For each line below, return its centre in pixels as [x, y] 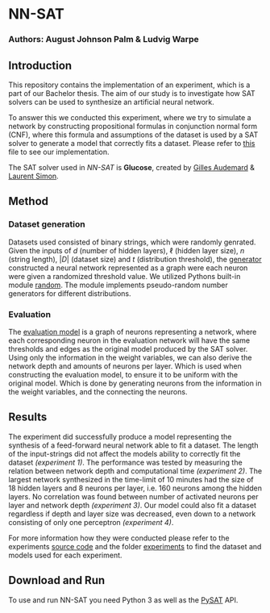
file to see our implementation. [59, 152]
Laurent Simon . [33, 176]
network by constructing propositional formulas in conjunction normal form [133, 126]
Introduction [40, 65]
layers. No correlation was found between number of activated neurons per [133, 496]
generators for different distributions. [70, 293]
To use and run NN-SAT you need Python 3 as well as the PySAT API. [123, 600]
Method [29, 201]
